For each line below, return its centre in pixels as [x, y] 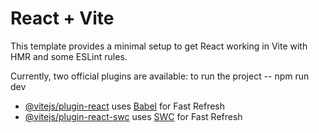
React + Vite [62, 18]
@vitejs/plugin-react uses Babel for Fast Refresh [125, 106]
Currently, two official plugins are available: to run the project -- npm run [160, 76]
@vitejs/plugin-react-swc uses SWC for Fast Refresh [133, 116]
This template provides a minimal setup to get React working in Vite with [159, 46]
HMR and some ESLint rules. [69, 56]
